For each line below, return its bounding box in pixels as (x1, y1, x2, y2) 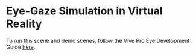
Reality (6, 17, 42, 31)
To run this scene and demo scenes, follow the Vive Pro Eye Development (6, 37, 190, 44)
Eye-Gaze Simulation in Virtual (6, 4, 163, 18)
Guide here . (6, 43, 36, 51)
